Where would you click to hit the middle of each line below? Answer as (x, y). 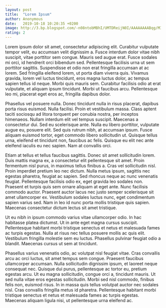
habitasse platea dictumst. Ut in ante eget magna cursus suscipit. (72, 222)
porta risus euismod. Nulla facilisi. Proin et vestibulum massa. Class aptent (81, 109)
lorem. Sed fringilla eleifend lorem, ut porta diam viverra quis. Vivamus (77, 73)
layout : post (19, 10)
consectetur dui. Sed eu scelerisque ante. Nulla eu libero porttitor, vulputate (82, 125)
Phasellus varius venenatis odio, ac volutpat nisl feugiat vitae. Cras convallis (83, 253)
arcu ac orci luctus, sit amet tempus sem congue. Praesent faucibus (74, 258)
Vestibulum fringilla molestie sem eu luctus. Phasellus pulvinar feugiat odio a (83, 238)
